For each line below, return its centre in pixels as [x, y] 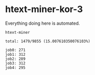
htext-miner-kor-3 [44, 9]
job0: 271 [15, 50]
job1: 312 [15, 54]
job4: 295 [15, 67]
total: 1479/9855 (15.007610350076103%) [48, 41]
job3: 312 [15, 63]
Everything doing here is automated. [42, 23]
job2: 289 [15, 59]
